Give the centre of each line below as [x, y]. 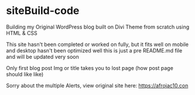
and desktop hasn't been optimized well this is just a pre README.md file [94, 50]
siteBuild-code [43, 11]
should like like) [25, 74]
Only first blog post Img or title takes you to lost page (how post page [90, 68]
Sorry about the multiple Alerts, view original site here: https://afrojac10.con [97, 85]
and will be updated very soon [42, 57]
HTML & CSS [22, 33]
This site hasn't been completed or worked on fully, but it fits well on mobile [97, 44]
